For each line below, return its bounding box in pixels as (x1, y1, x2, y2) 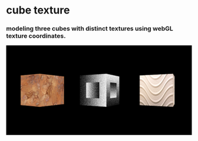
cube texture (6, 4, 70, 17)
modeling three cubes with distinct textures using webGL (6, 25, 174, 33)
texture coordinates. (6, 32, 66, 40)
